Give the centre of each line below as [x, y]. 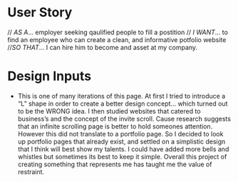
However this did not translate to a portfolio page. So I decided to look [120, 133]
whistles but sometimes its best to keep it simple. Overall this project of [122, 156]
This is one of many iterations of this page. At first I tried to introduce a [121, 96]
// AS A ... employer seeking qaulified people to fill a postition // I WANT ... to [118, 32]
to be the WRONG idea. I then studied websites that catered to [109, 111]
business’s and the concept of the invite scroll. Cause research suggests [124, 118]
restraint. [31, 171]
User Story [40, 12]
